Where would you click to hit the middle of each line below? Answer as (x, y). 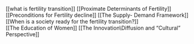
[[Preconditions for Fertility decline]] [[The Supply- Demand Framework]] (97, 15)
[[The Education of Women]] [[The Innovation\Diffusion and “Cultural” (93, 28)
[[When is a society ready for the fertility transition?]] (72, 21)
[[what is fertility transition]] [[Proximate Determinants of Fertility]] (88, 9)
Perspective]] (23, 34)
